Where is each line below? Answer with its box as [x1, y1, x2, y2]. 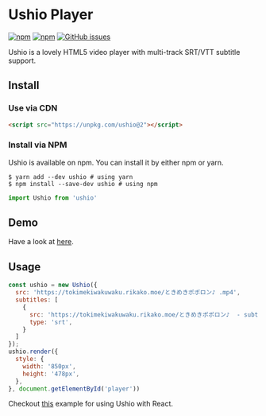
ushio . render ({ [8, 348, 59, 356]
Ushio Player [8, 6, 94, 24]
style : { [15, 356, 44, 364]
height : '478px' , [22, 370, 80, 378]
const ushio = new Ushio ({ [8, 281, 98, 290]
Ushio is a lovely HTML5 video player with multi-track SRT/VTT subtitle [8, 47, 241, 56]
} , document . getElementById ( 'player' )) [8, 384, 141, 393]
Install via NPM [8, 139, 67, 150]
